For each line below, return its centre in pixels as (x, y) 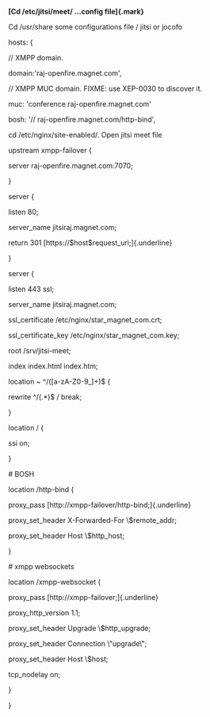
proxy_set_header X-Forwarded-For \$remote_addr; (92, 520)
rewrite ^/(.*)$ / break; (45, 397)
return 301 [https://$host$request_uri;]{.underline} (90, 243)
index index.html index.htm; (53, 366)
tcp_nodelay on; (34, 674)
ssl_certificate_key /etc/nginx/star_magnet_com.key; (94, 335)
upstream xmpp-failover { (50, 150)
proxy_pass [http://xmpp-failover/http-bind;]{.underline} (100, 505)
